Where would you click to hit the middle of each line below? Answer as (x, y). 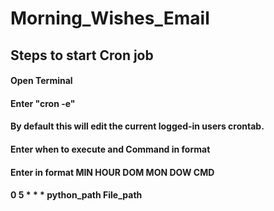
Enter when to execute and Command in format (110, 149)
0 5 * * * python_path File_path (76, 195)
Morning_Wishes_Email (110, 18)
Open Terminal (41, 81)
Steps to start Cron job (82, 55)
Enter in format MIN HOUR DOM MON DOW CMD (112, 172)
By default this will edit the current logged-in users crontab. (137, 126)
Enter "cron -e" (43, 103)
